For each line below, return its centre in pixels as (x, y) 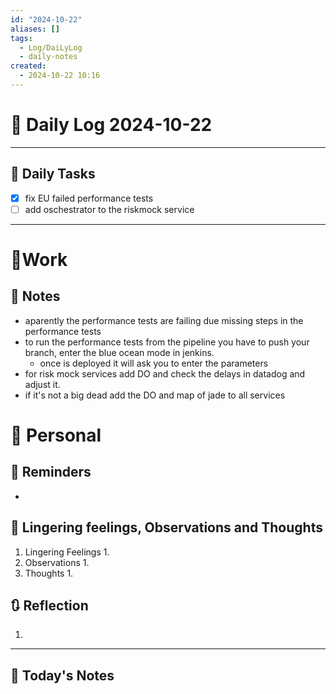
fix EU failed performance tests (89, 198)
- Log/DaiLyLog (51, 47)
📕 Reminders (51, 472)
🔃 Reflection (49, 605)
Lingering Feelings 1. (67, 552)
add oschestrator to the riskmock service (109, 209)
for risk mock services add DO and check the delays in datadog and (165, 373)
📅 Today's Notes (62, 675)
